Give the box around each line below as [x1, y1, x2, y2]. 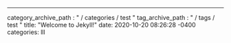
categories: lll [7, 28, 46, 36]
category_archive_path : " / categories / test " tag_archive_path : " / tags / [7, 14, 215, 21]
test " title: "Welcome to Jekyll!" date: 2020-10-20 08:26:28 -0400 [7, 21, 196, 29]
